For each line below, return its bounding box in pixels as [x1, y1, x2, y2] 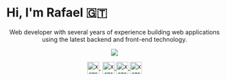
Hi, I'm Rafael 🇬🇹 [6, 5, 108, 21]
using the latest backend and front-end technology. [42, 35, 187, 43]
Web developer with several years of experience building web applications [9, 27, 220, 36]
